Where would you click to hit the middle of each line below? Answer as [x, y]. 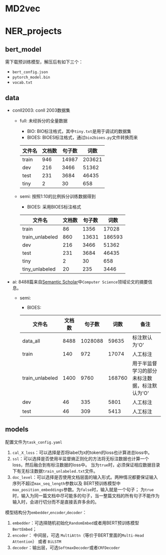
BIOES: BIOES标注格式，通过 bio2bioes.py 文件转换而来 [83, 137]
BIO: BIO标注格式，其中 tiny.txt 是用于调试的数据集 [79, 131]
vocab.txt [22, 83]
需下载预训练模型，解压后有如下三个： [44, 62]
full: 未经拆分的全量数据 [43, 121]
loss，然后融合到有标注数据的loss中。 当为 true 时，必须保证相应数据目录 [86, 465]
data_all [31, 341]
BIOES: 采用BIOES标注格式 [54, 207]
